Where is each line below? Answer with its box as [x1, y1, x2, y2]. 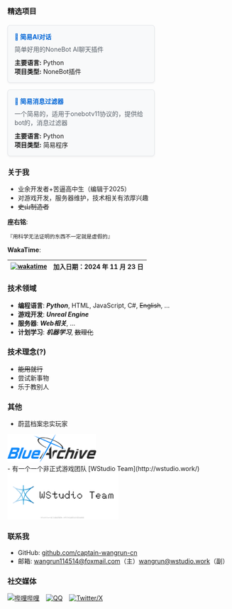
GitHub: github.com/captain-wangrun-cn [17, 548, 138, 556]
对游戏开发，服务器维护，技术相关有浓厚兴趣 [17, 194, 149, 202]
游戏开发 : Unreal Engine [17, 309, 89, 318]
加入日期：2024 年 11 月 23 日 [53, 262, 144, 271]
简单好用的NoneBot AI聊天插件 [14, 45, 104, 53]
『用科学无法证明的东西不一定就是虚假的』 [7, 233, 114, 240]
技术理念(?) [7, 347, 46, 357]
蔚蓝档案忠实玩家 [17, 420, 68, 428]
